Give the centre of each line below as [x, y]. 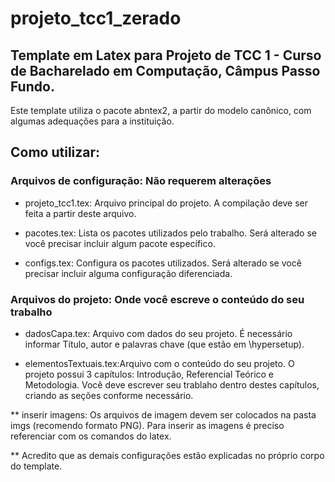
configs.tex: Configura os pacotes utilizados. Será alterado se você [163, 263]
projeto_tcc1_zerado [96, 18]
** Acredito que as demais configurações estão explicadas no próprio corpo [167, 455]
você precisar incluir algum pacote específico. [120, 243]
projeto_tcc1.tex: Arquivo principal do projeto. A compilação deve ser [166, 203]
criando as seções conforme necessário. [109, 395]
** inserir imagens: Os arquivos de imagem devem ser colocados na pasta [163, 414]
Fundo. [32, 86]
